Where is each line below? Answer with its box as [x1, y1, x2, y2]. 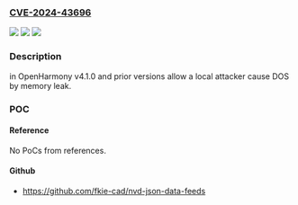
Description [9, 50, 62, 63]
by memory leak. [9, 80, 72, 91]
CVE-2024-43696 [9, 6, 92, 19]
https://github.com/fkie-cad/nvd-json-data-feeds [22, 185, 206, 196]
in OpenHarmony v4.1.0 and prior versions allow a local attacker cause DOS [9, 70, 290, 82]
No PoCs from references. [9, 145, 106, 156]
